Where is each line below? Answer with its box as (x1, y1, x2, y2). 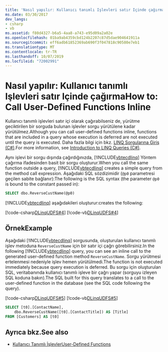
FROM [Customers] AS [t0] (5, 314, 59, 319)
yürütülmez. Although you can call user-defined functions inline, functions (5, 129, 157, 135)
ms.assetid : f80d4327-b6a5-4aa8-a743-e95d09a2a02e (5, 31, 113, 36)
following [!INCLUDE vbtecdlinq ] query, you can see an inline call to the (5, 248, 151, 254)
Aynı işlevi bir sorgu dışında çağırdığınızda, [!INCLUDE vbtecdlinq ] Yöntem (5, 154, 156, 160)
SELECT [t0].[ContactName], (5, 304, 64, 310)
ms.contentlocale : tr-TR (5, 49, 57, 54)
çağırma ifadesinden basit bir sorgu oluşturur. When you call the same (5, 160, 148, 166)
